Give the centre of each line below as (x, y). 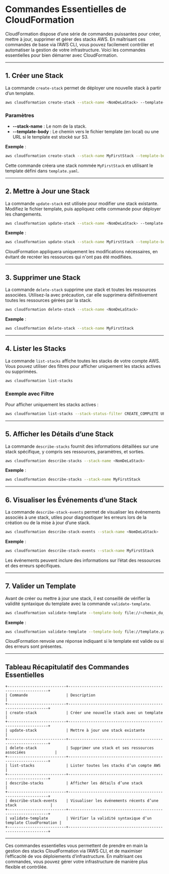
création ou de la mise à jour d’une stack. (48, 523)
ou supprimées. (21, 371)
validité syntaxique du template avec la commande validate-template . (78, 604)
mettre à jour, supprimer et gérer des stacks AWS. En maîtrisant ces (75, 39)
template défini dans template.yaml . (42, 171)
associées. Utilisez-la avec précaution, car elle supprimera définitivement (81, 295)
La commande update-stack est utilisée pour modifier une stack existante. (82, 203)
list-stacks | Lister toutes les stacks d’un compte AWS (85, 766)
